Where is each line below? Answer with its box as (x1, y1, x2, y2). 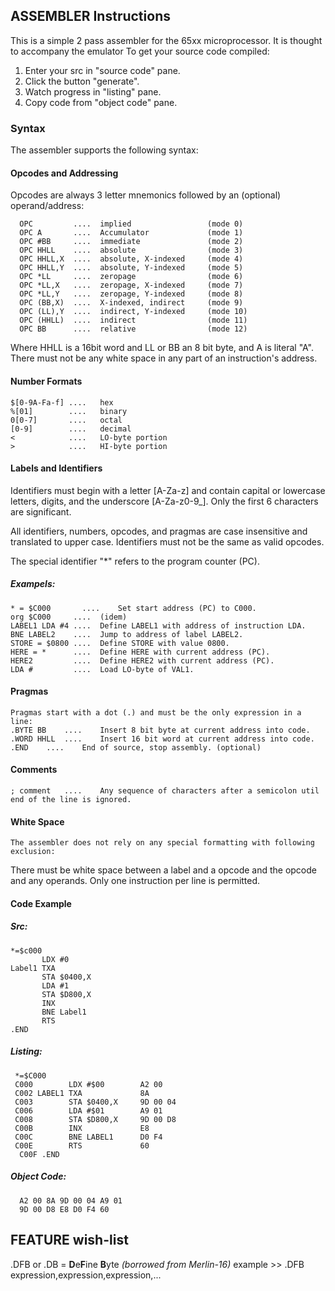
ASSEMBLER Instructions (10, 8, 171, 25)
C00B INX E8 (14, 1123, 150, 1133)
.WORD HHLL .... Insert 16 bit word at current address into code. (10, 734, 315, 744)
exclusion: (10, 847, 56, 857)
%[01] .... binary (10, 406, 128, 416)
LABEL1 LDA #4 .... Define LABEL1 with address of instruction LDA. (10, 620, 307, 631)
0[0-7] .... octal (10, 415, 123, 425)
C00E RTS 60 (14, 1140, 150, 1151)
